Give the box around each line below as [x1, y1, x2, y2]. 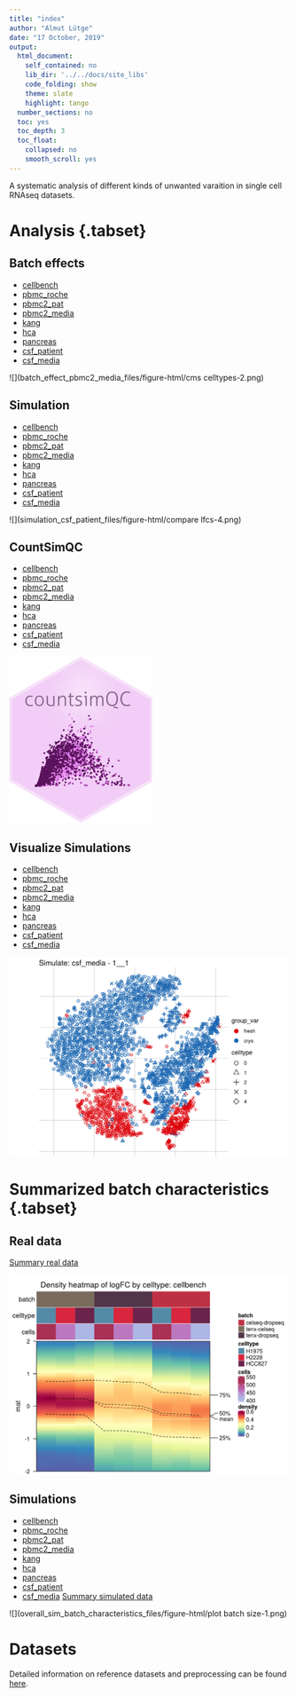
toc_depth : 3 [17, 127, 66, 136]
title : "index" [9, 14, 66, 23]
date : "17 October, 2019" [9, 33, 105, 42]
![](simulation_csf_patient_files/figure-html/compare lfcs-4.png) [9, 514, 242, 525]
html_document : [17, 51, 74, 61]
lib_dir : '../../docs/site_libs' [25, 71, 149, 80]
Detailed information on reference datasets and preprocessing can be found [9, 1669, 287, 1679]
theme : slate [25, 89, 74, 98]
